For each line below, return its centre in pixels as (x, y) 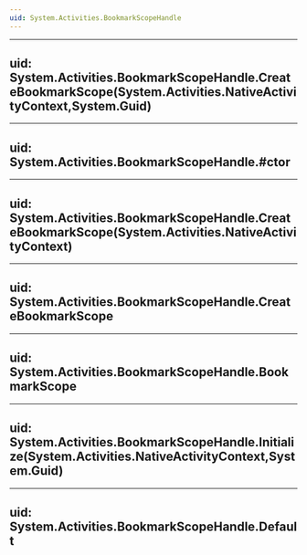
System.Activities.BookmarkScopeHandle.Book (149, 372)
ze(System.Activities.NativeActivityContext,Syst (152, 457)
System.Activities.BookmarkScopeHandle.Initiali (152, 442)
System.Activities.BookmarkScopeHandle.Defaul (153, 526)
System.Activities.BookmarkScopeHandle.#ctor (150, 162)
